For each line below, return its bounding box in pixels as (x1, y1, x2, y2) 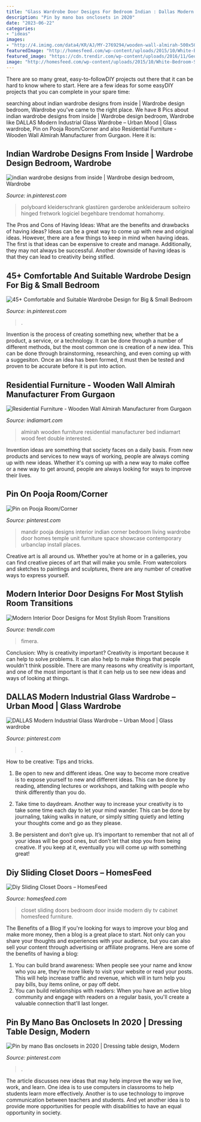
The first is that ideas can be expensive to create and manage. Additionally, (6, 241, 192, 248)
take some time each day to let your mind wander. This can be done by (14, 806, 190, 814)
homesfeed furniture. (20, 913, 74, 920)
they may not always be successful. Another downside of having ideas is (6, 247, 186, 254)
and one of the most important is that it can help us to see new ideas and (6, 668, 187, 675)
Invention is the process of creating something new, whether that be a (6, 330, 179, 338)
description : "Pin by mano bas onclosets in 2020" (6, 14, 135, 20)
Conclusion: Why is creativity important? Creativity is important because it (6, 649, 189, 656)
